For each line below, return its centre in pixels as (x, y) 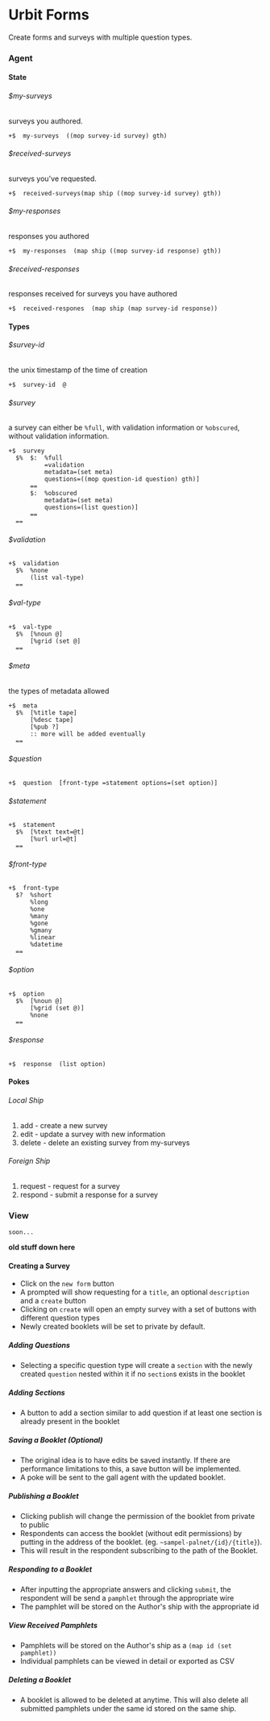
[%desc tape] (52, 720)
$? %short (34, 895)
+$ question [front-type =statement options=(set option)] (113, 783)
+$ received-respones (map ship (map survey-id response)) (113, 309)
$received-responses (44, 269)
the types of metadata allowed (59, 690)
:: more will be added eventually (88, 734)
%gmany (41, 930)
